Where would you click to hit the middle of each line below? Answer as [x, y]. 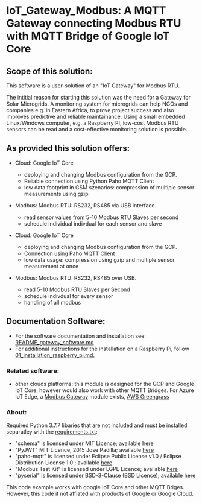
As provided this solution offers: [68, 148]
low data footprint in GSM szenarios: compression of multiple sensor [109, 187]
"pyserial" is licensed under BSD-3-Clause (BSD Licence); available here [105, 476]
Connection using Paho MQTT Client [69, 253]
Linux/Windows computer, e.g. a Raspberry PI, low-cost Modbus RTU [93, 123]
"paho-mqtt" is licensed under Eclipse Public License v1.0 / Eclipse [98, 457]
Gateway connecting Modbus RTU [94, 23]
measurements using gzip [56, 194]
